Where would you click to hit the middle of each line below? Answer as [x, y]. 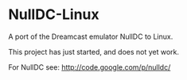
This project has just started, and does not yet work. [94, 51]
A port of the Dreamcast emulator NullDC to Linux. [91, 36]
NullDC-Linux [54, 15]
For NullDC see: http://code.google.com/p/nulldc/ [90, 67]
